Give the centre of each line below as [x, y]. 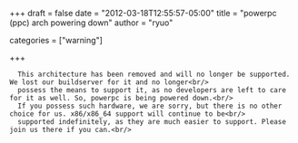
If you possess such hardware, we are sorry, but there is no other [150, 106]
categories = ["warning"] [56, 40]
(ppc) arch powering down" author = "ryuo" [91, 23]
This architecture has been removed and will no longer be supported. [154, 74]
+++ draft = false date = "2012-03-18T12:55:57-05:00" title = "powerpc [143, 13]
